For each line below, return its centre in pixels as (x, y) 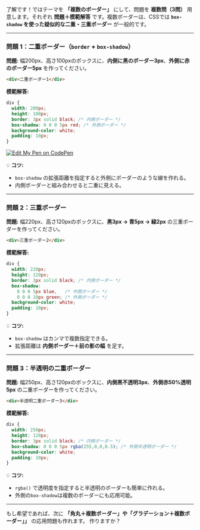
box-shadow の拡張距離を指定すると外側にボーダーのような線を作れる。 (102, 178)
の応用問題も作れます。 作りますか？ (76, 521)
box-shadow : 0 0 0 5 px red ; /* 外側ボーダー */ (69, 125)
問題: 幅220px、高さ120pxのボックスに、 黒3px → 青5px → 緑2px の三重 (95, 222)
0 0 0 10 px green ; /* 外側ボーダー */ (62, 297)
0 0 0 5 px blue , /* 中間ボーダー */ (62, 291)
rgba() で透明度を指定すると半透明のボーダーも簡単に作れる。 (91, 488)
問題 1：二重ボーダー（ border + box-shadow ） (70, 46)
